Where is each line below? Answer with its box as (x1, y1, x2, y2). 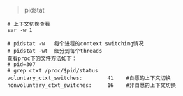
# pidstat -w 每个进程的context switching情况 (7, 40, 145, 47)
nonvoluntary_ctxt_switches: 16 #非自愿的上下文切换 (7, 82, 177, 89)
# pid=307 (7, 61, 36, 68)
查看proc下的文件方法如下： (7, 55, 78, 62)
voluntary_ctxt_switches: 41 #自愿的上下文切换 (7, 74, 171, 81)
